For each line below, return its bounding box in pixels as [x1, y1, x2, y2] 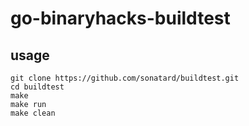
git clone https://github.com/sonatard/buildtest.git [10, 73, 240, 83]
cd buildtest [10, 82, 65, 92]
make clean [10, 108, 56, 118]
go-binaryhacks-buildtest [10, 7, 231, 30]
